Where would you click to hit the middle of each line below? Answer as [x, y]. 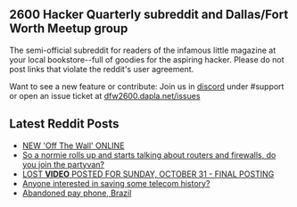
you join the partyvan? [63, 164]
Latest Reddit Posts [64, 124]
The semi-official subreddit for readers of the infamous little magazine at [143, 50]
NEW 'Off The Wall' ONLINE [73, 145]
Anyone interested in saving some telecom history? [116, 183]
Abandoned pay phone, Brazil [77, 193]
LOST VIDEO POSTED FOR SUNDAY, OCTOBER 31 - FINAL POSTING [148, 174]
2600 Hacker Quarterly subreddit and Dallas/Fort [149, 15]
